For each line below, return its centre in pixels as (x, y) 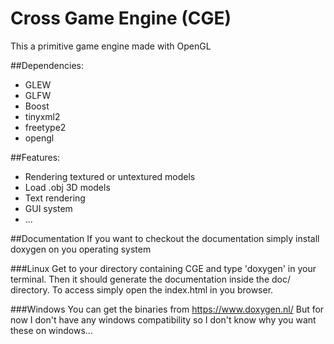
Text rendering (55, 198)
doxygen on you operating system (81, 249)
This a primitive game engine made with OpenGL (111, 46)
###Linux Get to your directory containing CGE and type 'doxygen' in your (163, 268)
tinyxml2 (42, 116)
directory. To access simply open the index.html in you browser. (142, 289)
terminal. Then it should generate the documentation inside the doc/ (150, 279)
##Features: (35, 157)
